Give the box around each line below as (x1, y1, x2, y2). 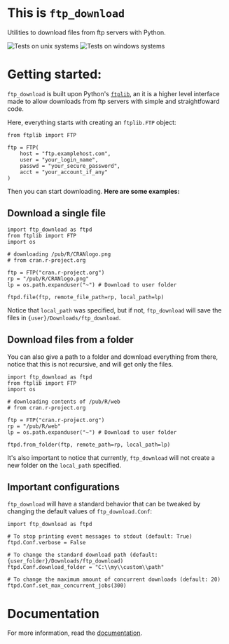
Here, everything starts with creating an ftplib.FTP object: (7, 118, 176, 126)
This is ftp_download (7, 5, 125, 21)
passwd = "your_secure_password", (20, 162, 120, 169)
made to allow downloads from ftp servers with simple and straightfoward (7, 97, 220, 105)
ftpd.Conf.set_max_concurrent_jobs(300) (7, 582, 127, 589)
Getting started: (7, 67, 102, 82)
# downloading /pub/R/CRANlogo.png (7, 251, 111, 258)
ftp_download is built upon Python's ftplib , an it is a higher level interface (7, 89, 220, 98)
